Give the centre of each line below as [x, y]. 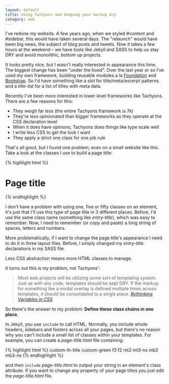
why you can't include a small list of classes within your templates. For [78, 335]
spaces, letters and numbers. [36, 228]
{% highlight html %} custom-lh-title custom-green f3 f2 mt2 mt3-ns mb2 [82, 350]
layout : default [22, 10]
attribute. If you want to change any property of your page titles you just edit [85, 370]
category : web [20, 19]
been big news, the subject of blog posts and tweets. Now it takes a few [80, 44]
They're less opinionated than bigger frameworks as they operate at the [87, 116]
